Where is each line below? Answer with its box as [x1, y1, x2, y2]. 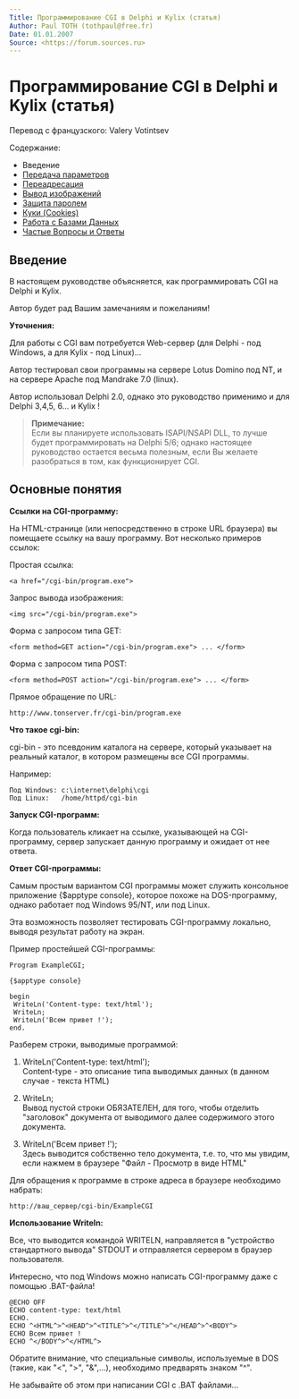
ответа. [9, 845, 37, 856]
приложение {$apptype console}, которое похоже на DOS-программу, [9, 889, 278, 900]
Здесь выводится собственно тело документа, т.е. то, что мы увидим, [21, 1148, 290, 1158]
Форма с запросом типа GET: [9, 625, 122, 636]
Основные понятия [9, 482, 122, 497]
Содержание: [9, 142, 61, 153]
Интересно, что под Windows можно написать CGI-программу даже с [9, 1271, 278, 1282]
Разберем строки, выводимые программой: [9, 1039, 179, 1049]
